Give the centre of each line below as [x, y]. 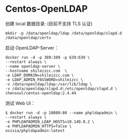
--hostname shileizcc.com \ [36, 71]
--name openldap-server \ [33, 66]
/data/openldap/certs [28, 38]
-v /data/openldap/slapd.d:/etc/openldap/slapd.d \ [61, 89]
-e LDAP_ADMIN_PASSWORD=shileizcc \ [44, 79]
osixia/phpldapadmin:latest [35, 130]
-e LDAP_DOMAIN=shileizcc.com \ [40, 75]
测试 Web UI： [20, 103]
